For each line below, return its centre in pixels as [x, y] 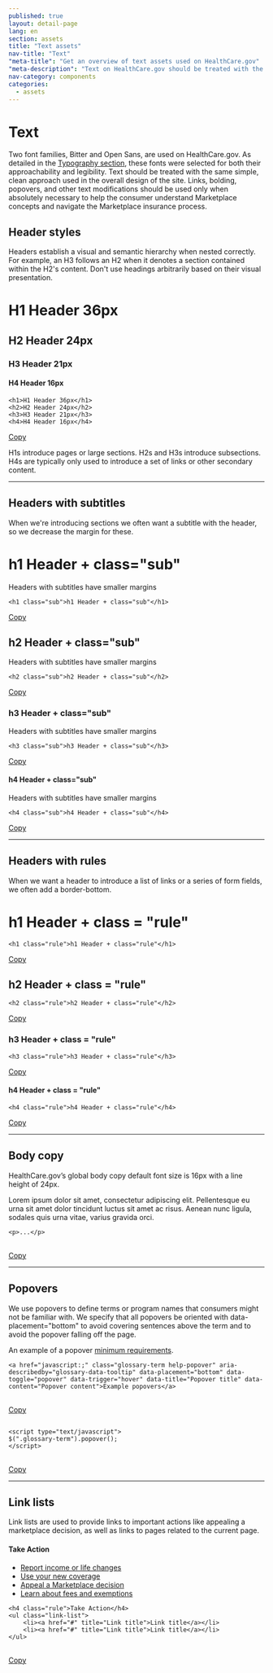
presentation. [30, 278]
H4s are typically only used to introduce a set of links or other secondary [131, 461]
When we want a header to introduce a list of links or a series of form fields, [135, 880]
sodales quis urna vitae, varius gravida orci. [81, 1217]
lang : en [23, 31]
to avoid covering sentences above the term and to [166, 1325]
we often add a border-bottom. [60, 889]
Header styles [45, 232]
